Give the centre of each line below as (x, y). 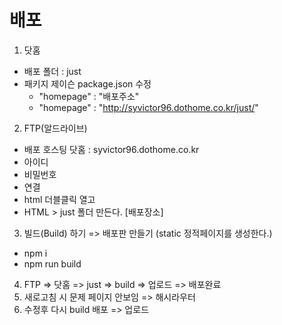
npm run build (52, 263)
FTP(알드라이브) (55, 128)
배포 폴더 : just (52, 71)
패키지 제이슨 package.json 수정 (87, 83)
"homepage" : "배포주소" (89, 96)
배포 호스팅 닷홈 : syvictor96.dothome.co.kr (111, 149)
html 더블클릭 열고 (59, 199)
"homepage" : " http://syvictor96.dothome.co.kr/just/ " (148, 107)
